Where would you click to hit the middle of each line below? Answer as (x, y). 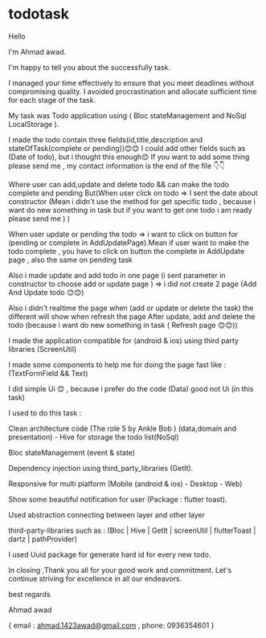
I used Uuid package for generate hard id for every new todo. (110, 554)
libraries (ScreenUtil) (43, 349)
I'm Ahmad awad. (37, 51)
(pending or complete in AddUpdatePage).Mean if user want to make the (129, 243)
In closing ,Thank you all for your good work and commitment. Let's (120, 570)
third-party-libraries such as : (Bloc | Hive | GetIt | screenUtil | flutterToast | (132, 530)
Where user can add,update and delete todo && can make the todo (119, 184)
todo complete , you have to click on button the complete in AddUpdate (127, 251)
